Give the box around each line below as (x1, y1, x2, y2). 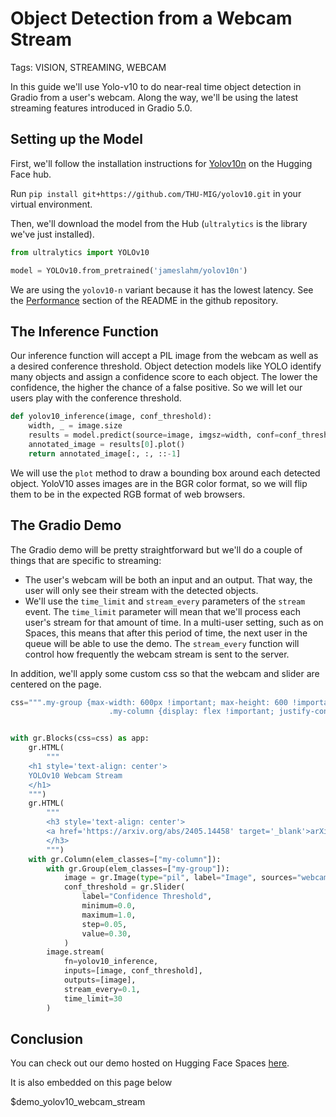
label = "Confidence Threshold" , (81, 892, 213, 902)
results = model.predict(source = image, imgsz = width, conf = (28, 430, 280, 441)
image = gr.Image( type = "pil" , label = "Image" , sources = (63, 873, 298, 883)
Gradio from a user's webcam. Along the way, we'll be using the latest (10, 91, 299, 103)
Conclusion (10, 1030, 84, 1047)
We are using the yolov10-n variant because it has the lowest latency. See (10, 283, 314, 296)
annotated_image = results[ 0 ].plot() (28, 439, 186, 449)
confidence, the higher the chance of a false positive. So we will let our (10, 382, 303, 394)
